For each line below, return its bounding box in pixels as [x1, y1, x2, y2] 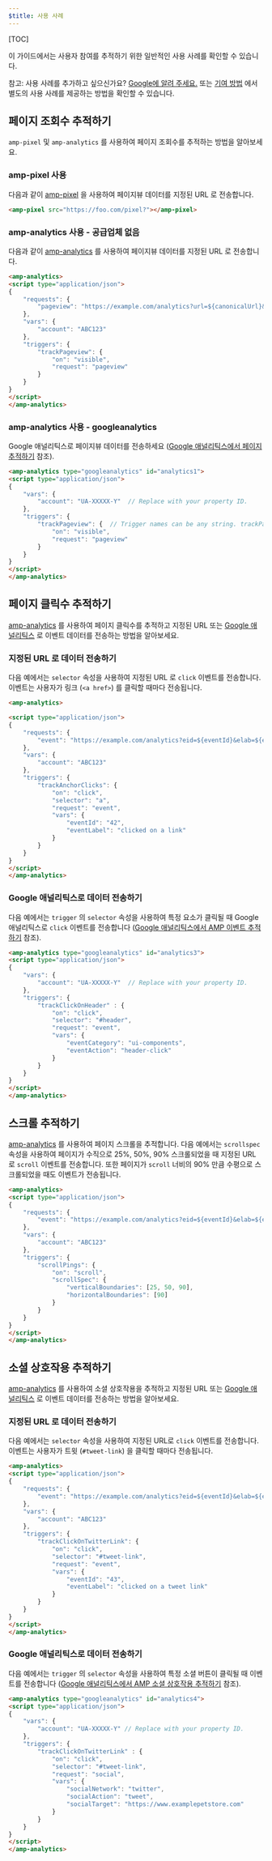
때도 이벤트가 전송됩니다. [43, 1169, 121, 1179]
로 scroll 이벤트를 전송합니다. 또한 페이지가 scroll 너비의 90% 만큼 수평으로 [8, 1159, 253, 1169]
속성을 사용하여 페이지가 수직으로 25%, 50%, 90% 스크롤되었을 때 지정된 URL [8, 1149, 257, 1159]
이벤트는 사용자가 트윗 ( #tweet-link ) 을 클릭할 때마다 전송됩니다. [8, 1446, 213, 1456]
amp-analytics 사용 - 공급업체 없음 [8, 226, 140, 237]
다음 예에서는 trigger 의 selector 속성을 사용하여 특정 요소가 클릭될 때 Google [8, 912, 259, 922]
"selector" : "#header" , [51, 1016, 132, 1024]
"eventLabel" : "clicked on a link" [66, 827, 186, 835]
